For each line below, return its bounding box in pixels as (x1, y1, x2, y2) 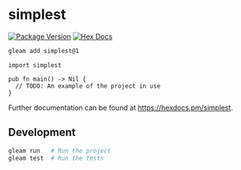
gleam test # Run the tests (8, 154, 104, 162)
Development (8, 126, 77, 139)
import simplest (8, 61, 62, 69)
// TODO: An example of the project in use (15, 81, 160, 90)
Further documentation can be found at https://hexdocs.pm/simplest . (8, 103, 233, 112)
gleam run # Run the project (8, 146, 111, 155)
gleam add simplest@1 (8, 47, 80, 55)
